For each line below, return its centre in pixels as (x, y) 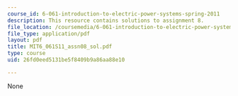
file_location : (30, 27)
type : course (27, 54)
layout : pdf (25, 40)
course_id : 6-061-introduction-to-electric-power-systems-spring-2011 (114, 14)
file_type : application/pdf (49, 34)
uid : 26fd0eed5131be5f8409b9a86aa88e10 (66, 60)
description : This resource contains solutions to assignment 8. (106, 20)
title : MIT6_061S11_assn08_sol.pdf (60, 47)
